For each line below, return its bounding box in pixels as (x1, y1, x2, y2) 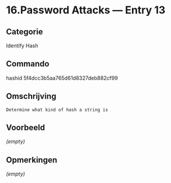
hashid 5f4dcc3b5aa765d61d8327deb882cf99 (6, 74, 118, 82)
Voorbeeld (6, 123, 46, 133)
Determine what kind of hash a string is (6, 107, 109, 112)
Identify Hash (6, 42, 39, 49)
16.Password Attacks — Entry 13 (6, 3, 166, 17)
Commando (6, 59, 50, 69)
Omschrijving (6, 91, 57, 101)
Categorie (6, 27, 43, 37)
